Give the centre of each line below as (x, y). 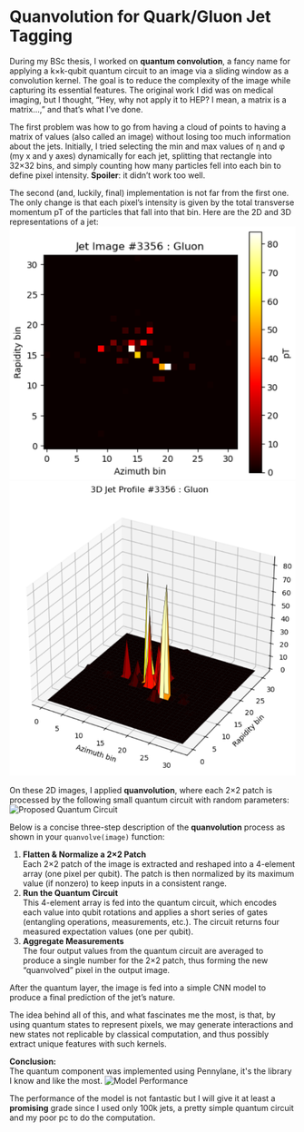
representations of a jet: (54, 221)
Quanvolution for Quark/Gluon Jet (140, 17)
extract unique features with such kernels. (88, 1043)
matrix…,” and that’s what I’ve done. (76, 109)
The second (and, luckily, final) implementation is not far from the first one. (149, 192)
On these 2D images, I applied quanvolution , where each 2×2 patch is (141, 790)
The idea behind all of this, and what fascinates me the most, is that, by (142, 1015)
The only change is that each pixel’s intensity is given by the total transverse (152, 202)
